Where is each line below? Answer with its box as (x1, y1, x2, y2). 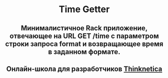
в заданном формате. (48, 47, 121, 56)
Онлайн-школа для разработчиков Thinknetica (6, 64, 162, 73)
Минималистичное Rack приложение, (21, 24, 148, 32)
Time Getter (59, 4, 110, 15)
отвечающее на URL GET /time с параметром (9, 31, 159, 40)
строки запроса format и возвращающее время (5, 40, 163, 48)
